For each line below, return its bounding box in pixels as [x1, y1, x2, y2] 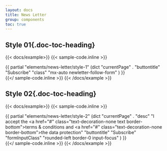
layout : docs [5, 7, 33, 13]
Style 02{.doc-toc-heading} [5, 90, 97, 98]
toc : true [5, 21, 26, 27]
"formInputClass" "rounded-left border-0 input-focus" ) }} [5, 135, 127, 141]
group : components [5, 17, 44, 22]
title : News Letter [5, 12, 47, 17]
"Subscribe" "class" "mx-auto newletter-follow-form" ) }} [5, 69, 125, 75]
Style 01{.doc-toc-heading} [5, 40, 95, 49]
